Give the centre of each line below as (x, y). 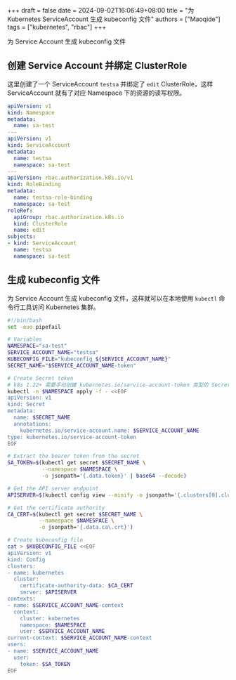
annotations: (33, 424)
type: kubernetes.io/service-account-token (72, 437)
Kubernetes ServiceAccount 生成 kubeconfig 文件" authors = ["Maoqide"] (114, 19)
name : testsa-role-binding (53, 198)
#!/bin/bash (25, 320)
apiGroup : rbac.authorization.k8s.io (69, 217)
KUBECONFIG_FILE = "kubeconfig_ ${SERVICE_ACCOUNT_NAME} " (89, 359)
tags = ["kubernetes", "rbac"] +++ (57, 27)
